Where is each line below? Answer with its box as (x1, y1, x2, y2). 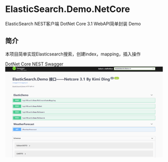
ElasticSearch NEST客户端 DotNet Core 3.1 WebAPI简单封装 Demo (5, 20, 141, 26)
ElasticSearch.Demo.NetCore (5, 3, 130, 15)
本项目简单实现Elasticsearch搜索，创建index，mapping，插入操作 (5, 51, 141, 57)
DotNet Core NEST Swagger (5, 61, 63, 67)
